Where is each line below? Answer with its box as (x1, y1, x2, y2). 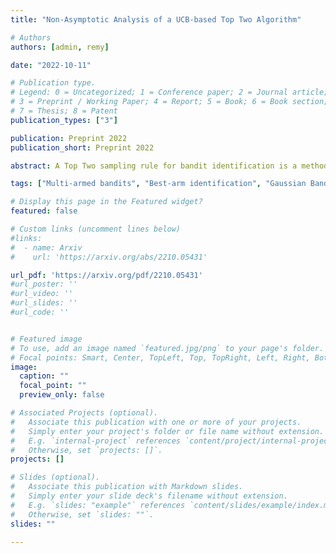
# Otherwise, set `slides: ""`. (10, 509, 155, 520)
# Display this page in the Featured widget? (10, 197, 203, 207)
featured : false (10, 206, 78, 216)
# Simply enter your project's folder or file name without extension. (10, 426, 325, 436)
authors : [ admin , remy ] (10, 42, 110, 52)
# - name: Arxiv (10, 242, 83, 253)
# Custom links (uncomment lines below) (10, 224, 182, 234)
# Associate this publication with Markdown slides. (10, 482, 244, 492)
